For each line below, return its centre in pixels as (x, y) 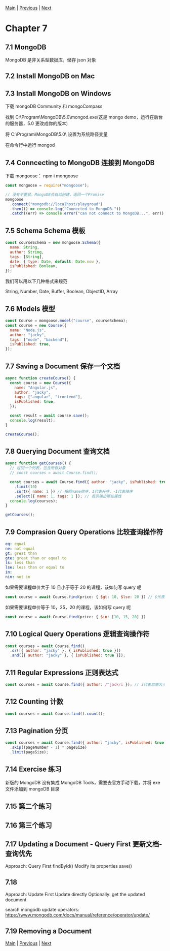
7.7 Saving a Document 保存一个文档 (63, 366)
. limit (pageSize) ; (29, 752)
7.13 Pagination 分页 (37, 731)
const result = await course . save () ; (50, 416)
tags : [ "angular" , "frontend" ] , (48, 397)
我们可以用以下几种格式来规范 (36, 281)
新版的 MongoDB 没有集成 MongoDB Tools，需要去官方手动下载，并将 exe (83, 782)
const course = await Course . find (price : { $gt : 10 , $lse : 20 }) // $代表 (85, 597)
